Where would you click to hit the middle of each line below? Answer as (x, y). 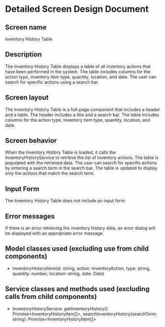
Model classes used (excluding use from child (77, 249)
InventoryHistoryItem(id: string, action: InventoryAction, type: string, (81, 268)
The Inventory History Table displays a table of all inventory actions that (78, 66)
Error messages (30, 216)
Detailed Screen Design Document (77, 9)
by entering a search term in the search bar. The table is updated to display (81, 168)
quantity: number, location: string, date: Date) (58, 273)
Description (23, 54)
